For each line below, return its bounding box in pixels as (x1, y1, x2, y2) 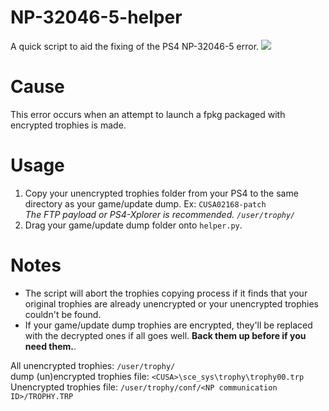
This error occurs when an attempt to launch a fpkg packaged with (10, 108, 286, 120)
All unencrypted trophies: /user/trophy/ (10, 359, 176, 371)
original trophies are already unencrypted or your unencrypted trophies (24, 297, 320, 310)
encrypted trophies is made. (10, 119, 127, 131)
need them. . (24, 340, 77, 352)
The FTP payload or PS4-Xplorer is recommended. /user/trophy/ (24, 208, 296, 220)
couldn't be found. (24, 308, 102, 320)
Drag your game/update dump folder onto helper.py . (24, 219, 243, 231)
